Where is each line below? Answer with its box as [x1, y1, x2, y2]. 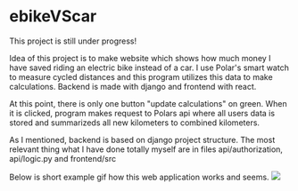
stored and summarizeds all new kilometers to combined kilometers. [9, 117, 261, 128]
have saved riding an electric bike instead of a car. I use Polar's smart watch [9, 62, 290, 73]
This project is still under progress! [9, 36, 137, 46]
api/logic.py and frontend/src [9, 153, 117, 163]
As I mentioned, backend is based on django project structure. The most [9, 134, 276, 145]
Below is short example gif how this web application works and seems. [9, 171, 269, 182]
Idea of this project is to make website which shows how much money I [9, 52, 271, 63]
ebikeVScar [9, 6, 97, 27]
